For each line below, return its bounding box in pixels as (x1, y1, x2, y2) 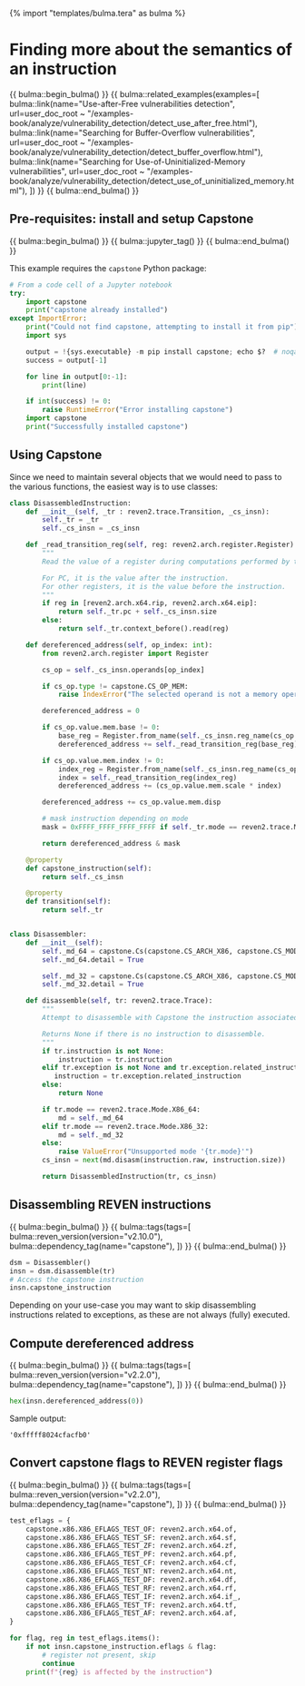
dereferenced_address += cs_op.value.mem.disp (42, 798, 221, 807)
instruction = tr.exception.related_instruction (54, 1072, 242, 1081)
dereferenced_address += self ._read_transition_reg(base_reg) (57, 740, 299, 749)
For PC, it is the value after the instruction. (42, 573, 230, 583)
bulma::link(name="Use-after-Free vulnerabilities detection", (9, 98, 236, 109)
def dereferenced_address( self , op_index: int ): (25, 640, 213, 650)
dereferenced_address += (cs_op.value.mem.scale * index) (57, 781, 282, 790)
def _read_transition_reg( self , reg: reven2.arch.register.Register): (25, 540, 299, 550)
